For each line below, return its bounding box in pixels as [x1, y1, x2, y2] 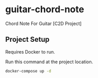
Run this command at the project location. [5, 59, 93, 65]
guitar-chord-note [5, 4, 84, 15]
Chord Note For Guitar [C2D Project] [5, 20, 82, 27]
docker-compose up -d [5, 68, 52, 73]
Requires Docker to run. [5, 48, 55, 55]
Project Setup [5, 35, 50, 44]
